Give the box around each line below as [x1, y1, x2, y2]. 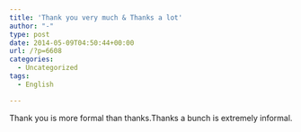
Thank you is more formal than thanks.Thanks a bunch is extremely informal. [9, 112, 293, 123]
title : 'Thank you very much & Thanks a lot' [9, 13, 182, 22]
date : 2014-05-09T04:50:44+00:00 [9, 38, 135, 48]
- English [17, 80, 54, 89]
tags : [9, 72, 30, 81]
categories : [9, 55, 54, 64]
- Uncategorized [17, 64, 78, 73]
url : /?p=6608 [9, 47, 63, 56]
